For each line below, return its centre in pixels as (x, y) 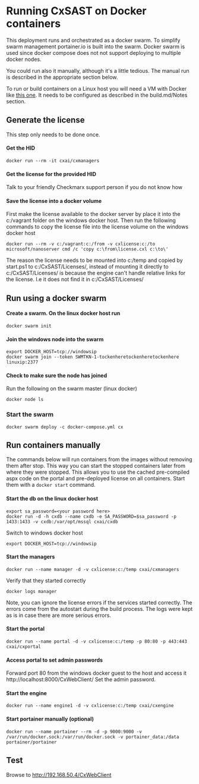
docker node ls (25, 400)
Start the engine (27, 693)
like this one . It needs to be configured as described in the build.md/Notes (97, 95)
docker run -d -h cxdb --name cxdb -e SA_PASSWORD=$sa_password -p (91, 516)
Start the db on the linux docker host (52, 499)
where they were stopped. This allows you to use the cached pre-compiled (98, 472)
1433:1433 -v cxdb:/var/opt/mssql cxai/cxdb (62, 521)
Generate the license (45, 120)
